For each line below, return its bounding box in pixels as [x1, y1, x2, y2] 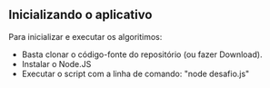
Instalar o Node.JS [21, 58, 92, 69]
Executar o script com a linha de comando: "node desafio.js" [21, 68, 250, 79]
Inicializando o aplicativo [8, 7, 153, 23]
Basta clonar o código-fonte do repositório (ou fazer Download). [21, 49, 263, 60]
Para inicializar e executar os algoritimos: [8, 31, 163, 42]
